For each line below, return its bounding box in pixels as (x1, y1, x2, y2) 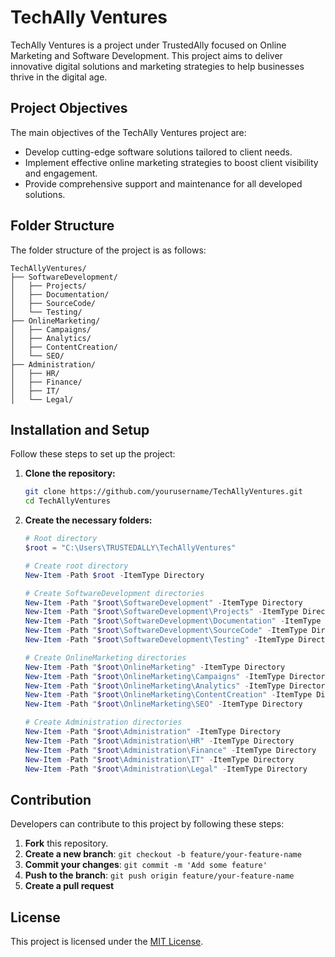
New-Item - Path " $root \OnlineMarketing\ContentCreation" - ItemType (24, 690, 313, 700)
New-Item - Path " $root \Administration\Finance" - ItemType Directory (24, 745, 317, 755)
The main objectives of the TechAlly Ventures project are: (10, 126, 247, 138)
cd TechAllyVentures (24, 496, 111, 506)
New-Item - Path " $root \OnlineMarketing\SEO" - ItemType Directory (24, 699, 303, 710)
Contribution (10, 791, 92, 808)
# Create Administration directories (24, 717, 183, 728)
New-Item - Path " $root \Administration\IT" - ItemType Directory (24, 754, 295, 765)
